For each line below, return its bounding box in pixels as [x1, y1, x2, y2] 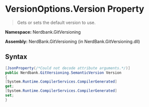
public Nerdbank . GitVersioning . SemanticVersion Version [5, 70, 122, 75]
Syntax [5, 53, 27, 61]
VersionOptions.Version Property [5, 3, 145, 15]
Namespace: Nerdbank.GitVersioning [5, 29, 81, 35]
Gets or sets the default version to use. [17, 20, 96, 25]
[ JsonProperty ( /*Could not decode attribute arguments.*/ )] [5, 65, 131, 70]
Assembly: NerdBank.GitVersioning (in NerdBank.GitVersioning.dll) [5, 38, 141, 44]
